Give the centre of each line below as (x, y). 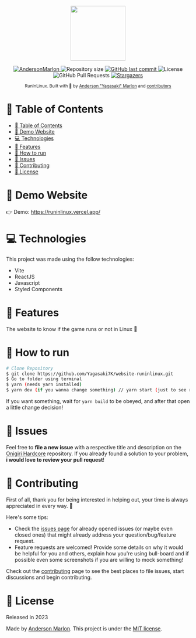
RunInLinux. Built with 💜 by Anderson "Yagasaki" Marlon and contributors (98, 86)
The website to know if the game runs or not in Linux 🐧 (72, 329)
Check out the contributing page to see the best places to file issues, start (95, 571)
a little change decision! (34, 408)
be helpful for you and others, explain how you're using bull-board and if (101, 553)
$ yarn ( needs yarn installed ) (44, 385)
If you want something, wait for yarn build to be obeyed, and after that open (98, 401)
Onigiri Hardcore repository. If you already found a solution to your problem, (97, 453)
